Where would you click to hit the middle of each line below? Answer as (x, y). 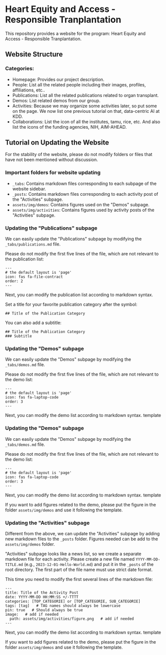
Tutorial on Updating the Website (57, 143)
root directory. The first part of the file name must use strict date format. (79, 570)
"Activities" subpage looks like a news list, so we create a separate (73, 554)
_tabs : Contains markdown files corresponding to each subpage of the (84, 183)
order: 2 (14, 281)
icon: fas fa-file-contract (34, 277)
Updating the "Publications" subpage (51, 228)
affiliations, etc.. (29, 90)
